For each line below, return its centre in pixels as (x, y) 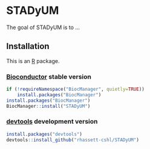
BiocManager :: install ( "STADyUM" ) (48, 106)
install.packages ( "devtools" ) (44, 134)
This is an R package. (33, 61)
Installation (28, 46)
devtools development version (52, 122)
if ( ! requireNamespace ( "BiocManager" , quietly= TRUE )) (76, 89)
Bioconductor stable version (49, 76)
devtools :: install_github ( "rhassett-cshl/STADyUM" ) (73, 140)
